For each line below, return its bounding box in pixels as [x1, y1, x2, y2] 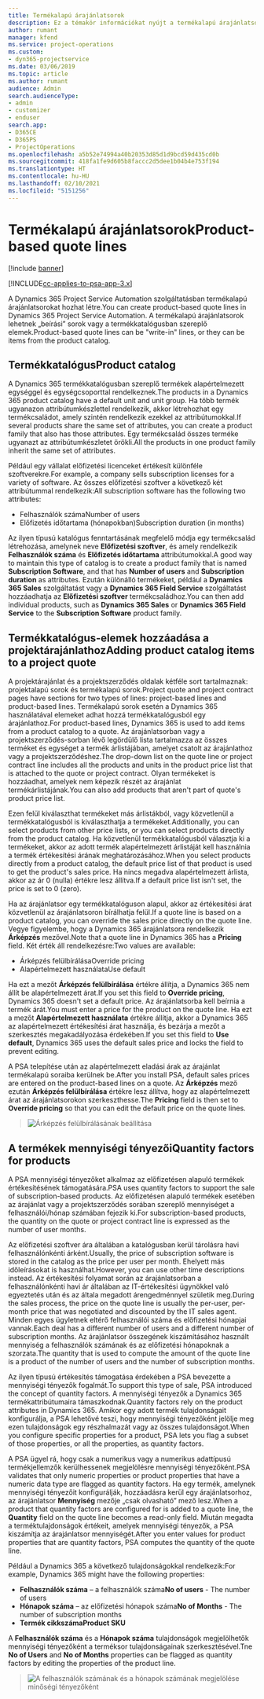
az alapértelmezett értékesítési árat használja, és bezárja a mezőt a [8, 1022, 225, 1031]
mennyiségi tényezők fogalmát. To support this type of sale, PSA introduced [8, 1381, 253, 1389]
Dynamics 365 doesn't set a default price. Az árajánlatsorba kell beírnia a [8, 996, 245, 1006]
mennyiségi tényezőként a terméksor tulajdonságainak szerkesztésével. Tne [8, 1642, 253, 1651]
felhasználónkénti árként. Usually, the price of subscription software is [8, 1249, 234, 1257]
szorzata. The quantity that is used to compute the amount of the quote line [8, 1349, 251, 1358]
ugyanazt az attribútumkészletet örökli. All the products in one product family [8, 438, 256, 447]
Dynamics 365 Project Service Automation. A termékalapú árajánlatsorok [8, 310, 244, 320]
